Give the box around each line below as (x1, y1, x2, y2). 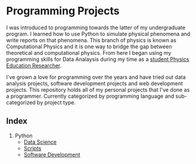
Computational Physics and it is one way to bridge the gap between (6, 43, 172, 50)
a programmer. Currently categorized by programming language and (6, 92, 175, 100)
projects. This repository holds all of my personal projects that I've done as (6, 86, 190, 93)
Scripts (23, 144, 42, 151)
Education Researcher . (6, 61, 62, 69)
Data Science (23, 138, 57, 146)
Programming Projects (6, 4, 120, 18)
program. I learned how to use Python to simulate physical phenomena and (6, 30, 191, 37)
